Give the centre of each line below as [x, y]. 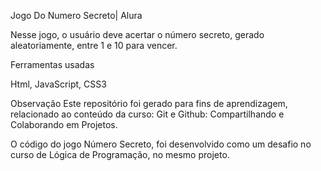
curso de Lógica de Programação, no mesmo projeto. [120, 154]
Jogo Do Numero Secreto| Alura [76, 15]
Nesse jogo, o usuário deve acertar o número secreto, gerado [137, 34]
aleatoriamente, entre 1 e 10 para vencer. [94, 45]
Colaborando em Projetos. [64, 124]
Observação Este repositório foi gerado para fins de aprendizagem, [149, 103]
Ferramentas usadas [52, 64]
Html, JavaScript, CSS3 [58, 84]
